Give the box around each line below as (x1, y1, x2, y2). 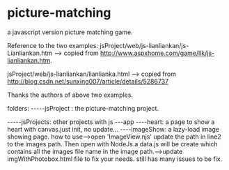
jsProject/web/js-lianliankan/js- (100, 41, 189, 49)
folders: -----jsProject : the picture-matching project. (7, 104, 159, 112)
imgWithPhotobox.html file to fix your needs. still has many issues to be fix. (7, 155, 223, 163)
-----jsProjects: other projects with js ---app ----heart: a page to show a (7, 117, 215, 126)
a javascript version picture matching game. (7, 28, 134, 36)
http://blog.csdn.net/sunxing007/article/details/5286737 (7, 77, 169, 85)
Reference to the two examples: (7, 41, 99, 49)
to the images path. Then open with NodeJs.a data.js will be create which (7, 139, 218, 148)
